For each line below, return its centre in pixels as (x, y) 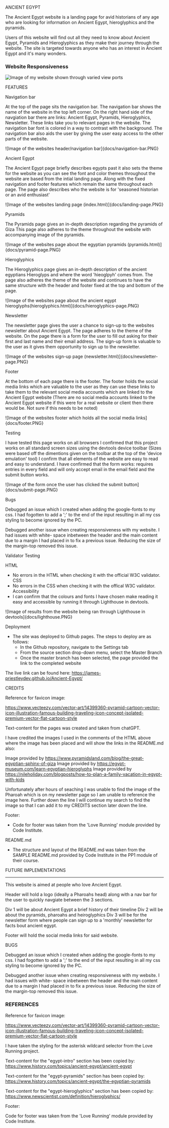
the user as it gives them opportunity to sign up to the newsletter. (73, 347)
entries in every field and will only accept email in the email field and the (80, 470)
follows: (21, 642)
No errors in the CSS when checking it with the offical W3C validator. (84, 586)
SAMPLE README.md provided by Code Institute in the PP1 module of (85, 855)
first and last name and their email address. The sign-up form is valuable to (83, 341)
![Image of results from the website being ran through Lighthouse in (75, 612)
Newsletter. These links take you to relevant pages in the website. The (78, 123)
